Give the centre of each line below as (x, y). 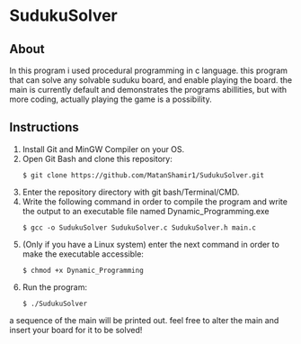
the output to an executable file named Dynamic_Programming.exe (146, 211)
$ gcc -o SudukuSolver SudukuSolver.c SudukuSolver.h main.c (139, 227)
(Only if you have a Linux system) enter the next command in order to (151, 244)
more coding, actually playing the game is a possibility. (111, 99)
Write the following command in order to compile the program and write (155, 201)
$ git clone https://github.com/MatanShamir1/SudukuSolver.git (143, 175)
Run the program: (55, 287)
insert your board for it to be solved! (76, 330)
